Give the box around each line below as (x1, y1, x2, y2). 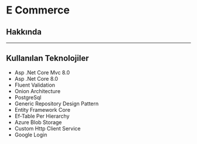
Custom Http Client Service (14, 125, 81, 132)
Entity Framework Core (14, 106, 70, 113)
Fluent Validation (14, 81, 56, 88)
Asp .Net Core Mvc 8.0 (14, 68, 70, 76)
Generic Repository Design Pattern (14, 100, 99, 107)
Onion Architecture (14, 87, 60, 94)
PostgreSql (14, 94, 42, 101)
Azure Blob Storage (14, 118, 62, 126)
